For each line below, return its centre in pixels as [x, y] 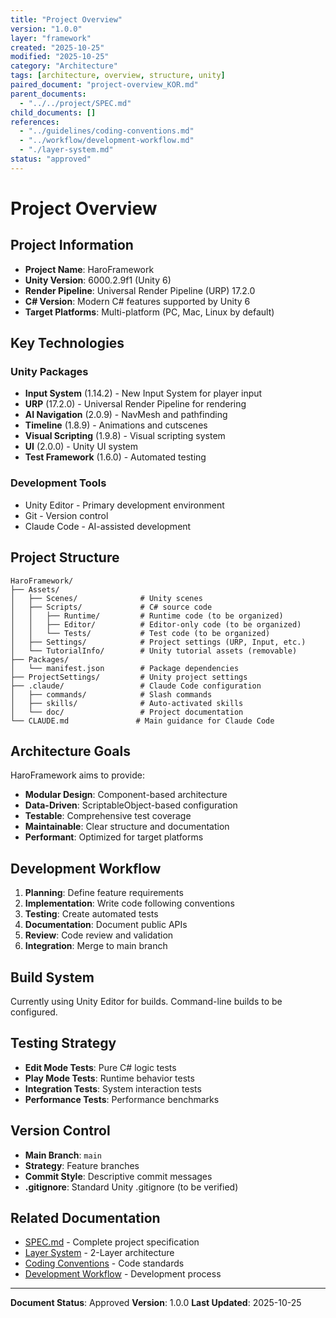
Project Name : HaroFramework [89, 269]
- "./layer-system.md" [66, 150]
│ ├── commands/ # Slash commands [111, 694]
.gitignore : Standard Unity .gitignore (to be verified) [131, 1187]
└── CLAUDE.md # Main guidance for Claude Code [142, 721]
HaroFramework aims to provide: [77, 775]
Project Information [72, 245]
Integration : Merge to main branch [96, 946]
